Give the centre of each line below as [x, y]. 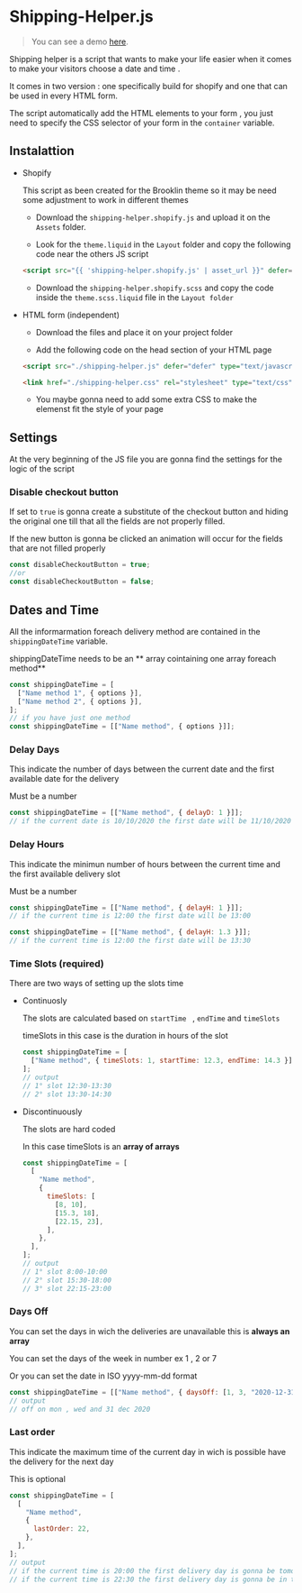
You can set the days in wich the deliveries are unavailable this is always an [150, 1331]
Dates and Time [54, 610]
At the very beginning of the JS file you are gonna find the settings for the [146, 459]
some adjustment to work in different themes [105, 199]
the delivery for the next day [62, 1461]
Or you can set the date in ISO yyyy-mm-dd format [103, 1376]
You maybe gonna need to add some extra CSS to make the [147, 399]
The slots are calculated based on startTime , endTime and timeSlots [151, 1018]
